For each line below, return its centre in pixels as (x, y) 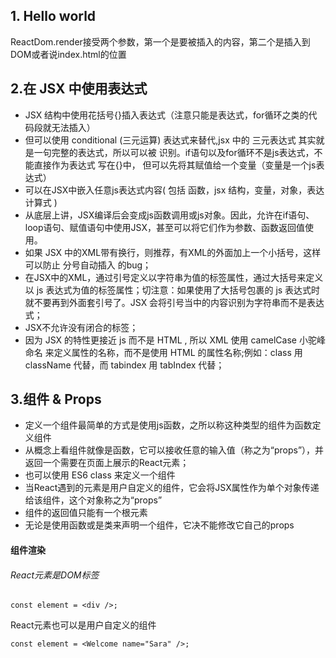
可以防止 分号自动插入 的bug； (88, 265)
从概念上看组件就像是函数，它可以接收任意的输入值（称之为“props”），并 (174, 450)
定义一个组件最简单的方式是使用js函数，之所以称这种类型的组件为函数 (168, 425)
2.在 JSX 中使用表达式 (79, 89)
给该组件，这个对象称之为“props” (93, 500)
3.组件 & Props (56, 399)
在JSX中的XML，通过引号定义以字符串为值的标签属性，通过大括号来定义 (174, 277)
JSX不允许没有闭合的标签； (81, 327)
